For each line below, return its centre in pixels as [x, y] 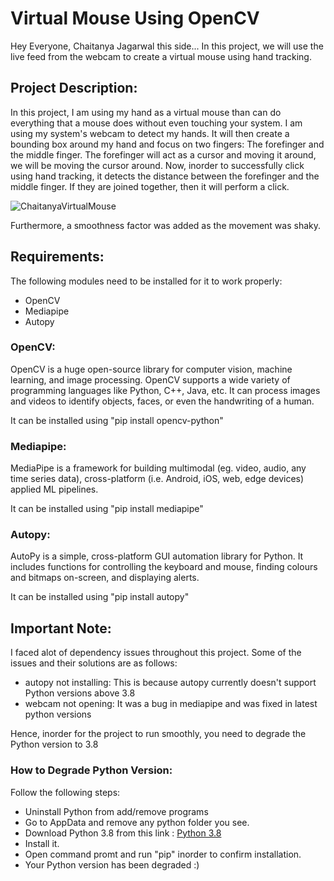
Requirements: [57, 257]
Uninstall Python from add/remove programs [116, 811]
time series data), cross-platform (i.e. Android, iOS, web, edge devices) [157, 479]
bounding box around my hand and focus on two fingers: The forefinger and [167, 144]
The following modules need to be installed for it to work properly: [146, 281]
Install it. [42, 843]
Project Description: [74, 88]
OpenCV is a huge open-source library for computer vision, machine [151, 369]
